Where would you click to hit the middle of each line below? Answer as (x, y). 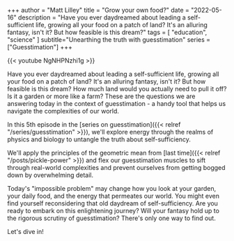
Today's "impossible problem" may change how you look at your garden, (112, 188)
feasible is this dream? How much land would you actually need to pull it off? (117, 89)
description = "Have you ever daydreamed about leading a (102, 17)
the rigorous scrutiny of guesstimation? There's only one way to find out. (111, 218)
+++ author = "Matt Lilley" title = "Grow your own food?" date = (99, 10)
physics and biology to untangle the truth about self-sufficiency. (99, 139)
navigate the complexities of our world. (63, 111)
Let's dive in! (25, 232)
